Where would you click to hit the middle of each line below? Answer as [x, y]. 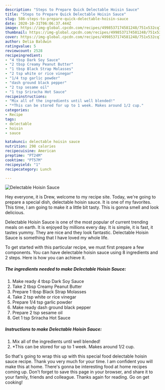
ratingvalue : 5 [21, 46]
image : [12, 28]
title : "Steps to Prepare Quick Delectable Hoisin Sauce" [66, 14]
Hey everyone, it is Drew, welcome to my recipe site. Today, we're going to [81, 197]
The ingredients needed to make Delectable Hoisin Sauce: [66, 269]
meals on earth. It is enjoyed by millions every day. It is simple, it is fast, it [79, 227]
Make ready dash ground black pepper [52, 307]
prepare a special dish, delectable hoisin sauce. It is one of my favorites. [78, 202]
